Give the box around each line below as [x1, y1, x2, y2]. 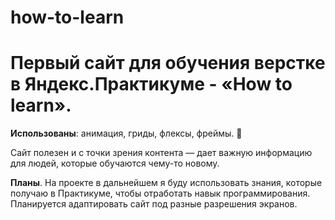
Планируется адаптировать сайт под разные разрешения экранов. [10, 198, 298, 210]
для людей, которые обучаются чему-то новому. [10, 157, 220, 170]
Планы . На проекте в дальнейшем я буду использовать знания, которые [10, 177, 323, 189]
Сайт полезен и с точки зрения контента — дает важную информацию [10, 147, 313, 159]
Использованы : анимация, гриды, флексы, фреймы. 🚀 [10, 127, 243, 140]
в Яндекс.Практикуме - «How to [10, 73, 293, 96]
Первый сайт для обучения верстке [10, 52, 326, 75]
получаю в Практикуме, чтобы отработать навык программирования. [10, 187, 311, 200]
